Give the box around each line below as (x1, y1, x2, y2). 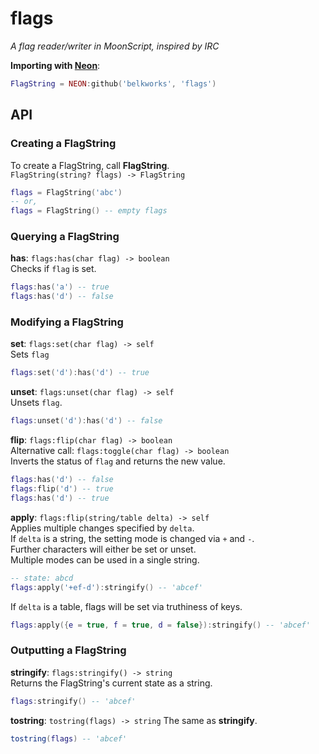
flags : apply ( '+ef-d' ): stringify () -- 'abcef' (10, 582, 203, 592)
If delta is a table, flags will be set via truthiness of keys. (10, 600, 243, 612)
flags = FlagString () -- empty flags (10, 206, 168, 216)
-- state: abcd (10, 573, 74, 583)
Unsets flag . (10, 397, 63, 409)
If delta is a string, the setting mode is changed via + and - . (10, 532, 255, 544)
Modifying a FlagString (10, 315, 124, 329)
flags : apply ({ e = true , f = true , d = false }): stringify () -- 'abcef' (10, 620, 311, 630)
